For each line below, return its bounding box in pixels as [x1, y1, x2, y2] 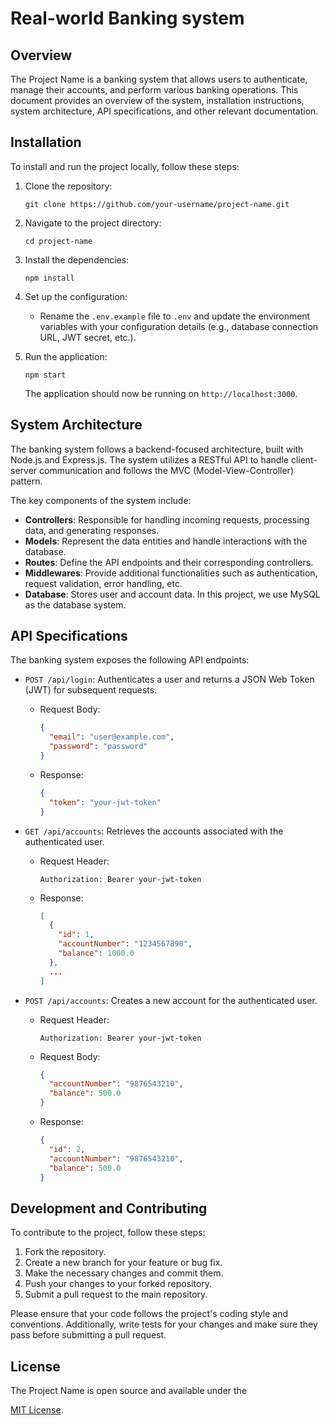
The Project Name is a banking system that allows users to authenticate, [10, 73, 308, 85]
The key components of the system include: [10, 494, 192, 506]
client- [290, 453, 318, 466]
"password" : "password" [48, 742, 148, 752]
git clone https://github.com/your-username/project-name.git [24, 199, 290, 209]
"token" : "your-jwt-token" [48, 797, 162, 807]
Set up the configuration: [24, 290, 128, 302]
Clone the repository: [24, 180, 113, 192]
